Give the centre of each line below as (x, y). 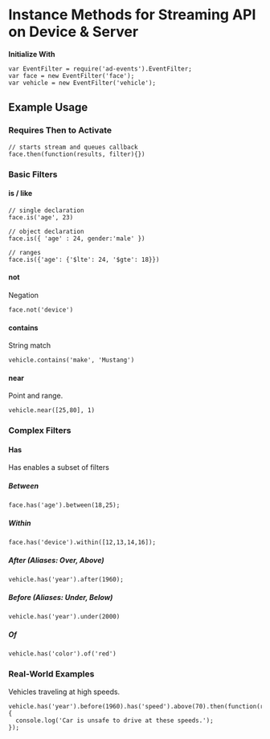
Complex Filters (40, 431)
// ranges (25, 252)
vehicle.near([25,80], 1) (51, 410)
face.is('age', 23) (41, 217)
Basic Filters (33, 174)
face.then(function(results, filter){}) (77, 154)
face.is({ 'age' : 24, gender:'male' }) (77, 239)
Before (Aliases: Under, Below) (61, 597)
